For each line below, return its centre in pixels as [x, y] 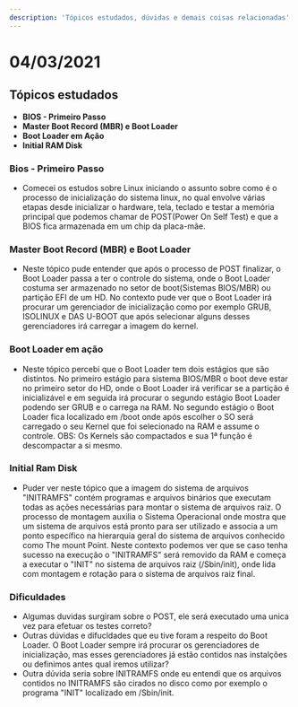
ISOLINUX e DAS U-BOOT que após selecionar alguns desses [136, 317]
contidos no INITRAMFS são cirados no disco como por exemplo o [145, 684]
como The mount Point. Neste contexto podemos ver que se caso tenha [155, 545]
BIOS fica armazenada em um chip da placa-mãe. [114, 226]
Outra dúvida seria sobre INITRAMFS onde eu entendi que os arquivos [152, 674]
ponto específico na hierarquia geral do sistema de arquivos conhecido [153, 536]
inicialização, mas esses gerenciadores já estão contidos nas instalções [155, 655]
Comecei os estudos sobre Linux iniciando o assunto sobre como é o [149, 188]
